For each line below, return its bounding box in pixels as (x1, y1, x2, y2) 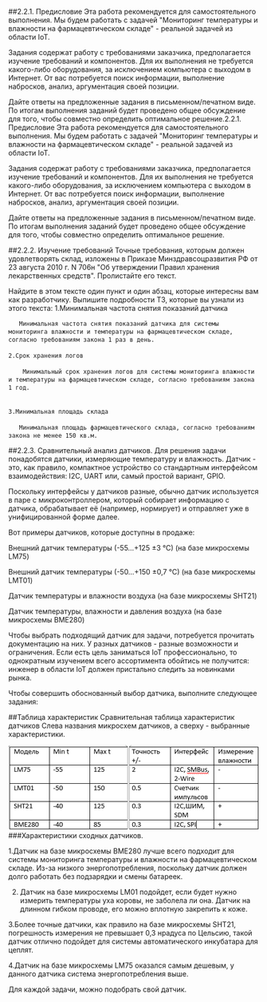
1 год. (8, 384, 30, 392)
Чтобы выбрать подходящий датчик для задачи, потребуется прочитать (8, 630, 255, 640)
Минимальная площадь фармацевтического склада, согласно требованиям (18, 423, 255, 431)
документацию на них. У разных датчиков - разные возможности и (8, 639, 239, 648)
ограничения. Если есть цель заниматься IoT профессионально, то (8, 647, 238, 657)
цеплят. (8, 945, 34, 954)
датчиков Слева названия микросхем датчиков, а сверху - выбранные (8, 721, 250, 730)
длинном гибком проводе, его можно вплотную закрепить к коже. (19, 905, 248, 913)
